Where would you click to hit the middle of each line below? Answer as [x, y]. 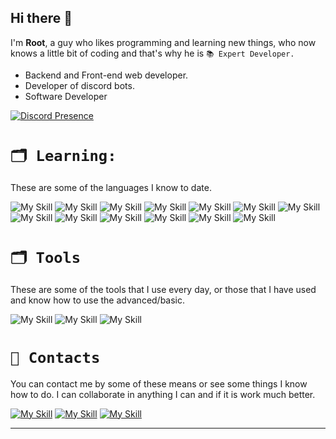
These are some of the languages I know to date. [111, 187]
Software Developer [66, 96]
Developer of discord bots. [79, 85]
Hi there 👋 [41, 18]
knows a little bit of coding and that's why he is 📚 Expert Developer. [152, 53]
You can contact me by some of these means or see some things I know [159, 383]
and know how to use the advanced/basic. [98, 300]
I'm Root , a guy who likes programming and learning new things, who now [163, 42]
